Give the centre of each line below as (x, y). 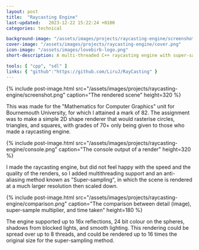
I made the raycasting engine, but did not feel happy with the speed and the (99, 167)
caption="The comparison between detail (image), (129, 203)
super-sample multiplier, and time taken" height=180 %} (75, 210)
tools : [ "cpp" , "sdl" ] (37, 66)
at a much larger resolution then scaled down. (62, 186)
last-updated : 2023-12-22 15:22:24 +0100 (61, 23)
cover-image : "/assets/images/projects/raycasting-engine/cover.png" (94, 44)
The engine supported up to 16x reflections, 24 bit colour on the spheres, (95, 221)
